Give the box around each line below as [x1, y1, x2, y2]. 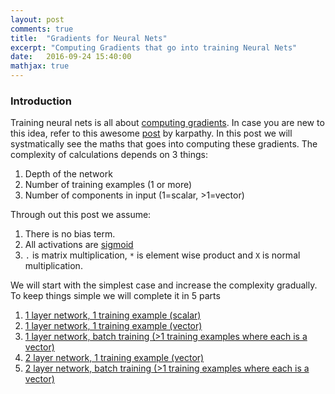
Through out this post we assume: [10, 209, 152, 221]
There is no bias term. [24, 228, 116, 240]
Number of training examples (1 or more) [24, 179, 193, 191]
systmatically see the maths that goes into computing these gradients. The [10, 138, 318, 150]
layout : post [10, 14, 65, 25]
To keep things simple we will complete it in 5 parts [10, 290, 221, 302]
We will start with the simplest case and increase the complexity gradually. [10, 279, 318, 291]
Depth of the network [24, 168, 113, 180]
